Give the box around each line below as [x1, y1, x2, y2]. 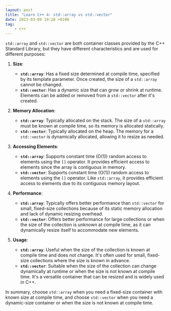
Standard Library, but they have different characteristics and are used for [5, 46, 159, 52]
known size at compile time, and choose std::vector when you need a [5, 294, 154, 300]
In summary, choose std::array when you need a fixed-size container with [5, 289, 163, 295]
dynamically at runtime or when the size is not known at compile [20, 268, 155, 274]
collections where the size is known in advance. [30, 258, 131, 264]
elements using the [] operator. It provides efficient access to [20, 159, 150, 165]
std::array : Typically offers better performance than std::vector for [20, 200, 164, 206]
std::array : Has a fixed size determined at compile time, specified [20, 71, 160, 77]
